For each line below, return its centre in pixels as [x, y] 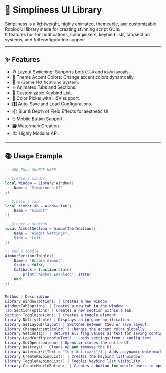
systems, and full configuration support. [46, 40]
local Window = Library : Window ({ [40, 183]
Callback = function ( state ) [43, 270]
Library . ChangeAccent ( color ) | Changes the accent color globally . [76, 329]
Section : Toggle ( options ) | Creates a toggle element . [62, 315]
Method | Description [27, 297]
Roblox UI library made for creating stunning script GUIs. [63, 29]
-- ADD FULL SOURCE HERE [31, 170]
